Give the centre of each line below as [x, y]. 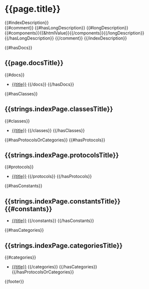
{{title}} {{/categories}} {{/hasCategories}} [54, 267]
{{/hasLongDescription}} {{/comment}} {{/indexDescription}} [66, 38]
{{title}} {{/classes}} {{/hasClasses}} [48, 130]
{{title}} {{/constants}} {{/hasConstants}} [53, 221]
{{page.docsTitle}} [34, 63]
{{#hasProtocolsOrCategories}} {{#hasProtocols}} [55, 140]
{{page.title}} [32, 9]
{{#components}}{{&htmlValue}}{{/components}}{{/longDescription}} [74, 33]
